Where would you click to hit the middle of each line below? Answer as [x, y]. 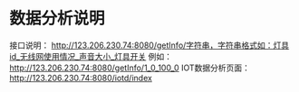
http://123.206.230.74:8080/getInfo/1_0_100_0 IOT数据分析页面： [130, 68]
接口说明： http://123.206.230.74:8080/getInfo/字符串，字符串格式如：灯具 [149, 45]
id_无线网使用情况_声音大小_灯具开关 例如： [91, 56]
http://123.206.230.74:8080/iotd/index [81, 78]
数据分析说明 [58, 18]
